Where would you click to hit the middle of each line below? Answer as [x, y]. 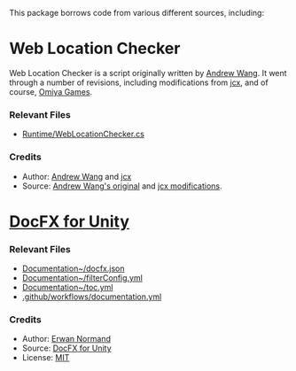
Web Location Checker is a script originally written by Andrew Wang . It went [148, 73]
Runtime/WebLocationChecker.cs [83, 134]
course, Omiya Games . [51, 91]
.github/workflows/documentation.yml [92, 297]
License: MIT [46, 358]
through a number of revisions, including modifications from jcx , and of [139, 82]
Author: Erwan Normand [66, 339]
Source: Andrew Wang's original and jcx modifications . [122, 186]
